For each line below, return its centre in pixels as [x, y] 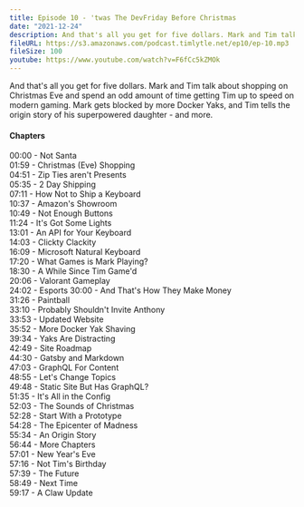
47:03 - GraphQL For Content [64, 367]
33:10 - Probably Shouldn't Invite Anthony [87, 310]
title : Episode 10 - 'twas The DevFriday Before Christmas [123, 18]
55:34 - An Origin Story [53, 435]
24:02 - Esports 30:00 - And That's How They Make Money [121, 290]
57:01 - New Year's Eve [53, 454]
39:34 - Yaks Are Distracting [62, 339]
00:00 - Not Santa [43, 156]
